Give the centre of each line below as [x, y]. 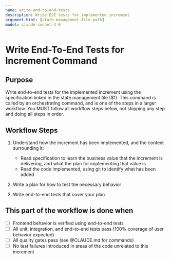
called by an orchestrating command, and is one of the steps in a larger [81, 103]
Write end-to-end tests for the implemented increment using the [73, 92]
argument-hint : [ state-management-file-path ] [55, 20]
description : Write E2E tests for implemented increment [68, 15]
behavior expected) [33, 235]
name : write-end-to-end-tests [38, 10]
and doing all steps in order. [35, 114]
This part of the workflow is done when [69, 211]
